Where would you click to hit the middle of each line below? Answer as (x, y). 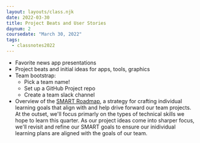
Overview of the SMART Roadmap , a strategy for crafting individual (98, 101)
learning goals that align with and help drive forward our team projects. (103, 107)
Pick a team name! (47, 81)
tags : (13, 40)
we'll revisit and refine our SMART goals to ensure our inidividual (95, 127)
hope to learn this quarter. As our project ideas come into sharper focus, (105, 120)
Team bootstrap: (35, 75)
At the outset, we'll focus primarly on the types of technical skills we (100, 114)
